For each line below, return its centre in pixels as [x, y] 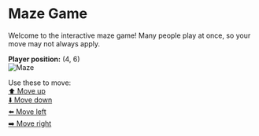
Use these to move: [40, 83]
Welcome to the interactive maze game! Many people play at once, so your [129, 35]
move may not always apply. [54, 43]
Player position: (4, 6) [44, 59]
